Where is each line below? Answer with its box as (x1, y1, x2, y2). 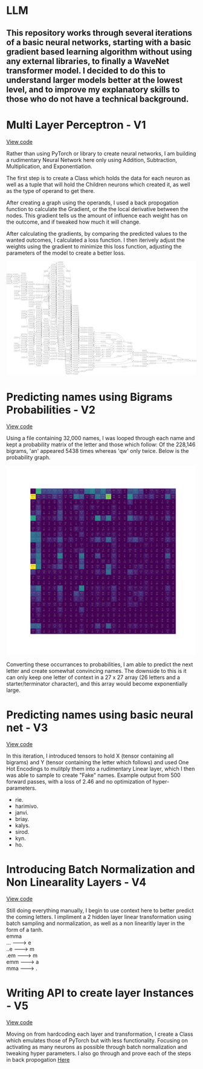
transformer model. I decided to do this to (6, 65, 166, 76)
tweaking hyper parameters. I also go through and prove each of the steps (6, 1050, 192, 1057)
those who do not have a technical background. (6, 94, 189, 104)
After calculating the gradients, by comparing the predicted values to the (6, 230, 187, 237)
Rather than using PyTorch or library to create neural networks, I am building (6, 149, 196, 157)
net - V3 (6, 721, 48, 735)
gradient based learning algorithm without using (6, 47, 192, 57)
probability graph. (6, 454, 51, 461)
